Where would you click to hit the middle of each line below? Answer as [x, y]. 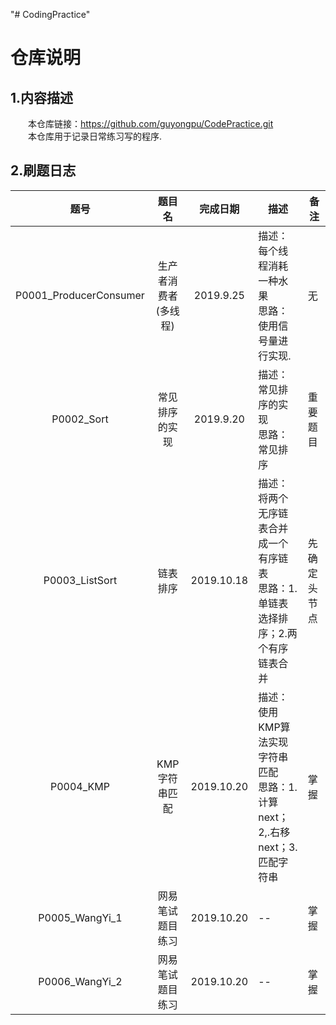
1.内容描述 [42, 97]
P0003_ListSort [80, 580]
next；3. [278, 847]
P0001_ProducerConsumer [80, 295]
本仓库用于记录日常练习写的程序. [95, 136]
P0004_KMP [79, 786]
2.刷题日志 [43, 170]
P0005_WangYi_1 [80, 917]
